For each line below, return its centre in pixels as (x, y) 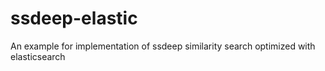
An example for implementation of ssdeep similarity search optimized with (163, 46)
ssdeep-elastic (74, 18)
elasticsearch (38, 56)
